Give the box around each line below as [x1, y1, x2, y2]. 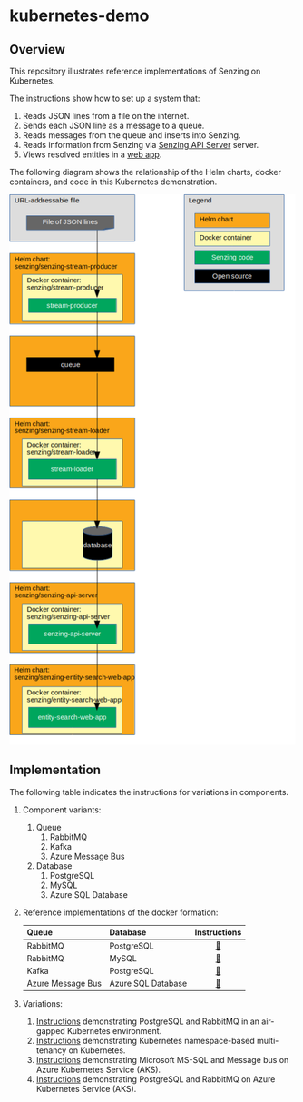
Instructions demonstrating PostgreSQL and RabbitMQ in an [35, 1016, 260, 1027]
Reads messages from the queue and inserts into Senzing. [22, 130, 241, 141]
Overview [9, 42, 66, 57]
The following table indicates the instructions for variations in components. [9, 786, 288, 797]
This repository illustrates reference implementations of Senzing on [9, 65, 261, 76]
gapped [35, 1025, 65, 1036]
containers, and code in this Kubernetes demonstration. [9, 176, 218, 187]
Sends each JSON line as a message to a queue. [22, 120, 205, 131]
